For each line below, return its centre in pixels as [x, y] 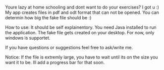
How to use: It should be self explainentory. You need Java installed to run [81, 27]
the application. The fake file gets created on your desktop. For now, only [80, 33]
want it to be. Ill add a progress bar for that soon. [55, 62]
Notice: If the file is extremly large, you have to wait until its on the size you [82, 57]
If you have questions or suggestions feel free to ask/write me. [69, 47]
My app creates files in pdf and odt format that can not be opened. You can [82, 12]
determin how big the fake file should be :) [48, 18]
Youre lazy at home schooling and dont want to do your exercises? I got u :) [82, 7]
